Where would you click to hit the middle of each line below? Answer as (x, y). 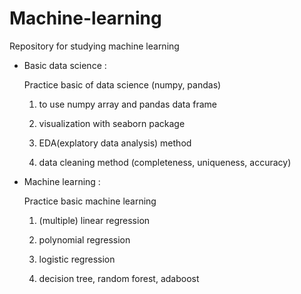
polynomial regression (84, 239)
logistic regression (77, 259)
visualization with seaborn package (112, 123)
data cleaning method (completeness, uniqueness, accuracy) (165, 162)
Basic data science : (65, 65)
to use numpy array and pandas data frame (128, 104)
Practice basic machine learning (90, 201)
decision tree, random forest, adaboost (119, 278)
